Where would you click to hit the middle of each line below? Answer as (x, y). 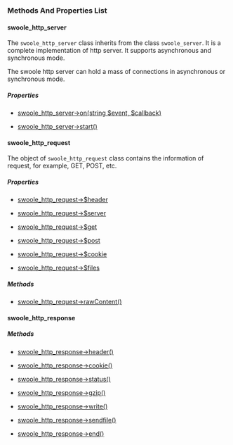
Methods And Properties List (57, 11)
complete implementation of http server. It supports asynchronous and (109, 51)
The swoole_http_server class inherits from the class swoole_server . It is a (114, 43)
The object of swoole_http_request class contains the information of (106, 158)
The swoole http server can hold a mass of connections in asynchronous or (116, 72)
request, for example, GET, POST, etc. (62, 166)
